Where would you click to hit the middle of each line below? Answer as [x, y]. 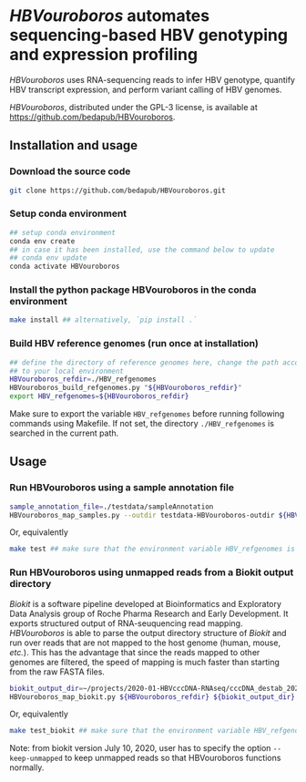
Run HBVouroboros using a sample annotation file [122, 488]
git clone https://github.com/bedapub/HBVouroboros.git [117, 190]
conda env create [42, 241]
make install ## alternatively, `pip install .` [103, 320]
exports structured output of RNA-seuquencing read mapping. [126, 623]
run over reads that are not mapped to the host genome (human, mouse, [145, 643]
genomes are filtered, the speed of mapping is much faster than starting [145, 662]
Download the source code [70, 171]
